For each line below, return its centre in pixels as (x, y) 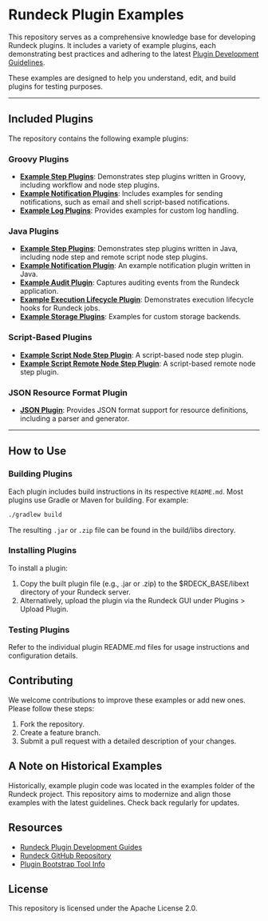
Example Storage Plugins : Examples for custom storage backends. (130, 317)
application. (39, 291)
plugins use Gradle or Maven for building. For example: (99, 500)
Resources (35, 828)
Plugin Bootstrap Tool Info (62, 864)
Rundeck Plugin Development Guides (81, 847)
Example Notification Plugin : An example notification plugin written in (135, 266)
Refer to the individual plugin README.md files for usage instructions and (129, 647)
